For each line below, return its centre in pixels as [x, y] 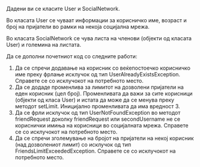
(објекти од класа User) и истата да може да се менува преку [95, 100]
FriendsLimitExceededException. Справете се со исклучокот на [95, 151]
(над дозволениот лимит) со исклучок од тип [73, 144]
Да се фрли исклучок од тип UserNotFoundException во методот [98, 113]
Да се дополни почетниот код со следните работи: [72, 56]
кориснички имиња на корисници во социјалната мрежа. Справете [102, 125]
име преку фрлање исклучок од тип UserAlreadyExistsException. [98, 74]
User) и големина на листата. [44, 45]
